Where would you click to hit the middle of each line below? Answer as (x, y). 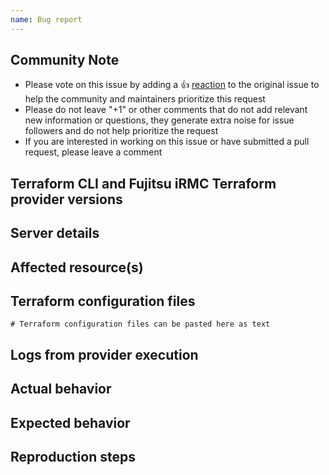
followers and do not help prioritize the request (121, 131)
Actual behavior (61, 389)
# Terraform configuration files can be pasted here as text (140, 324)
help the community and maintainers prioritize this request (145, 99)
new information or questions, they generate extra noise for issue (159, 120)
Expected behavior (70, 422)
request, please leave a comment (93, 152)
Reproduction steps (73, 456)
